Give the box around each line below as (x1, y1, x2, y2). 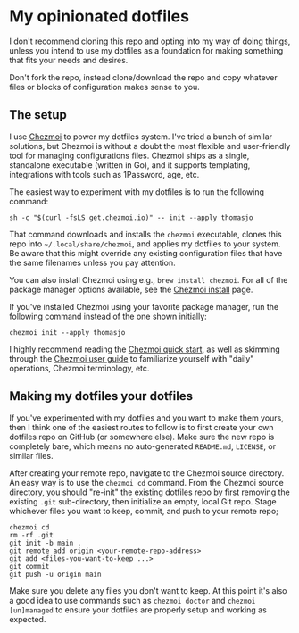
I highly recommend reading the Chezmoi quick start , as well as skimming (9, 344, 281, 354)
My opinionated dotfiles (9, 6, 190, 27)
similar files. (9, 450, 54, 461)
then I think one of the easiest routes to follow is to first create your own (9, 421, 274, 432)
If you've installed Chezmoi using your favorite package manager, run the (9, 301, 279, 312)
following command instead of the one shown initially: (9, 311, 207, 321)
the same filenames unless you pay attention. (9, 257, 176, 268)
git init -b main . (9, 538, 82, 547)
